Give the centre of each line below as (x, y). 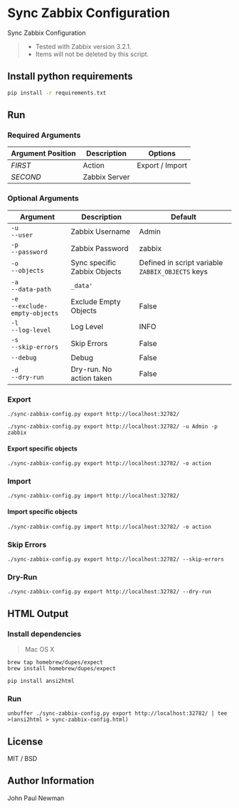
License (25, 742)
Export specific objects (43, 448)
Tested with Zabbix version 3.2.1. (83, 46)
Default (184, 217)
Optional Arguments (43, 198)
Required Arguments (44, 135)
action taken (91, 378)
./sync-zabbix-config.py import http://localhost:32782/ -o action (110, 527)
